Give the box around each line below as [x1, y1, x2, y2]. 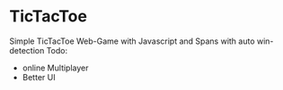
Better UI [22, 71, 56, 82]
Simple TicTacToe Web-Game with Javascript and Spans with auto [9, 36, 255, 46]
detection [9, 45, 45, 55]
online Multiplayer [22, 62, 89, 73]
